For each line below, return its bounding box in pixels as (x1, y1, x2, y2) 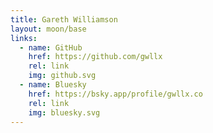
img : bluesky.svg (28, 107, 101, 118)
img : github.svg (28, 71, 97, 81)
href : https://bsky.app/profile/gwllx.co (28, 89, 203, 99)
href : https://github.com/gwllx (28, 52, 163, 62)
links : (10, 33, 38, 43)
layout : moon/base (10, 24, 87, 34)
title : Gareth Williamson (10, 14, 118, 25)
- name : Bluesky (19, 80, 87, 90)
